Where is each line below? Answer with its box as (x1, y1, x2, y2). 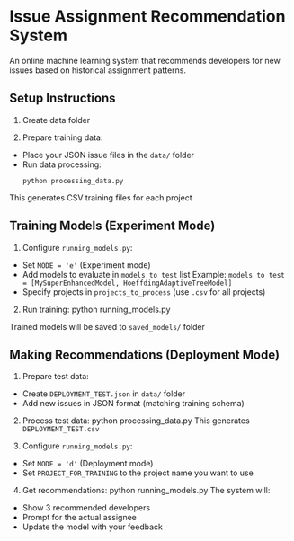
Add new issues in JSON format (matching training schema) (22, 398, 245, 409)
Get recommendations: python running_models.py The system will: (22, 485, 271, 496)
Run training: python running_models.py (22, 304, 171, 315)
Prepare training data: (22, 132, 103, 143)
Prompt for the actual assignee (22, 512, 137, 523)
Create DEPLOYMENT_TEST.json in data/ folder (22, 388, 186, 399)
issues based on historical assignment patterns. (9, 65, 187, 75)
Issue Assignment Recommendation (9, 6, 286, 27)
